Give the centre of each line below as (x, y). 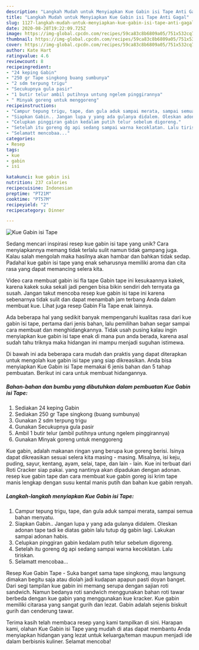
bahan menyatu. (34, 518)
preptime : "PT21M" (29, 194)
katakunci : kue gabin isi (38, 177)
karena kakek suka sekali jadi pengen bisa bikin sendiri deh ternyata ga (93, 287)
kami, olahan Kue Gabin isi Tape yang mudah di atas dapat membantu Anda (98, 629)
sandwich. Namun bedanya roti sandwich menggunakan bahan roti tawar (95, 592)
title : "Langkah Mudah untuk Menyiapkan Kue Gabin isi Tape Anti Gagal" (98, 17)
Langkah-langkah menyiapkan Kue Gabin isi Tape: (70, 496)
